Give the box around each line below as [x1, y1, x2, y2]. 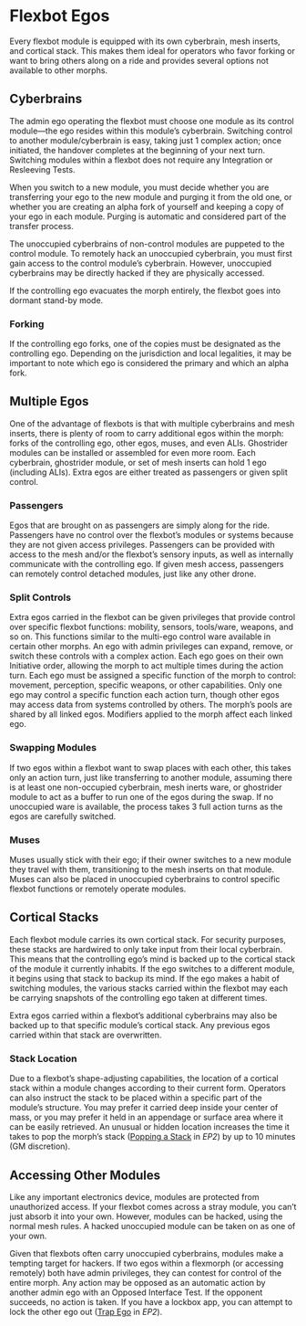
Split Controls [9, 591, 71, 604]
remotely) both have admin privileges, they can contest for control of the [9, 1267, 282, 1279]
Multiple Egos [9, 394, 89, 409]
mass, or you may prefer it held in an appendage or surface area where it [9, 1111, 284, 1123]
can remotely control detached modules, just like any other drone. [9, 568, 257, 580]
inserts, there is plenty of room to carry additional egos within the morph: [9, 427, 284, 438]
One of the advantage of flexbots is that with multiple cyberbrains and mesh [9, 417, 295, 429]
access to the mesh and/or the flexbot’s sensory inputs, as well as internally [9, 549, 294, 560]
